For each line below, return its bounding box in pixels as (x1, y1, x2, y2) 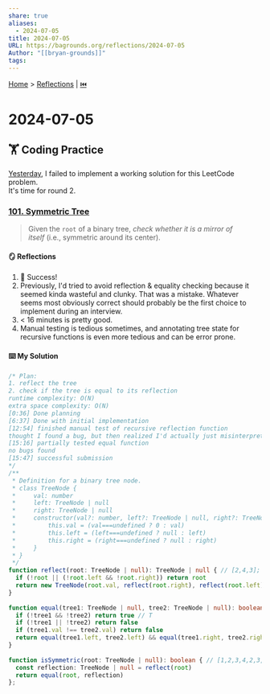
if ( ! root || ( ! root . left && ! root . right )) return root (15, 574, 207, 582)
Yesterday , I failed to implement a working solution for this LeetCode (8, 168, 235, 178)
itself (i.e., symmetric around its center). (27, 232, 161, 242)
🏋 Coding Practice (8, 143, 104, 157)
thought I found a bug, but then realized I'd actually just (8, 432, 218, 440)
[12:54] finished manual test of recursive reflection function (8, 424, 228, 433)
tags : (8, 57, 27, 65)
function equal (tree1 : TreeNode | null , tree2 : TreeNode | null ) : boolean (8, 604, 264, 612)
